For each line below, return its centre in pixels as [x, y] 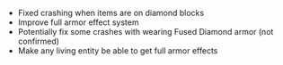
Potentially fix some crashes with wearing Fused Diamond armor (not [146, 32]
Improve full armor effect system [78, 22]
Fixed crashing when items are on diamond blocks [111, 13]
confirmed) [39, 41]
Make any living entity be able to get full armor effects [118, 51]
